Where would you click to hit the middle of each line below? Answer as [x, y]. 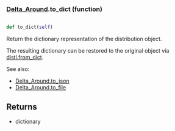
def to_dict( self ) [30, 27]
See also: [18, 69]
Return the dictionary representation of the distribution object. [84, 39]
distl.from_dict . [25, 58]
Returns [22, 107]
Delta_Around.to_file [41, 88]
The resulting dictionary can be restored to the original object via [88, 51]
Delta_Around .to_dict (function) [54, 9]
